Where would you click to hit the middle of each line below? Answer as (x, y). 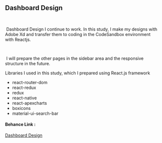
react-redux (24, 88)
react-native (24, 98)
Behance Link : (20, 125)
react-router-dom (30, 82)
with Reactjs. (18, 39)
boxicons (21, 108)
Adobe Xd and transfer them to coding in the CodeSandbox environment (78, 34)
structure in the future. (28, 63)
